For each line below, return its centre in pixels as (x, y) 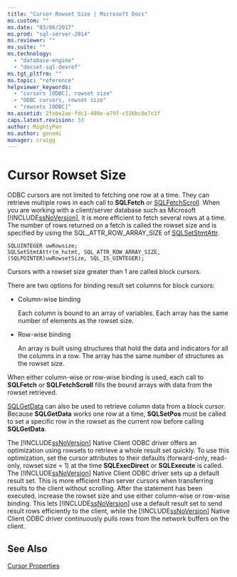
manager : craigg (31, 140)
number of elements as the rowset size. (75, 321)
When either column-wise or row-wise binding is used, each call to (106, 377)
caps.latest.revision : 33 (46, 120)
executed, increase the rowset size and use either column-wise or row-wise (118, 496)
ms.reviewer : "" (31, 41)
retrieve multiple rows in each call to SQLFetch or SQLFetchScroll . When (114, 203)
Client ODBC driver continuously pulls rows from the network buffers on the (118, 519)
